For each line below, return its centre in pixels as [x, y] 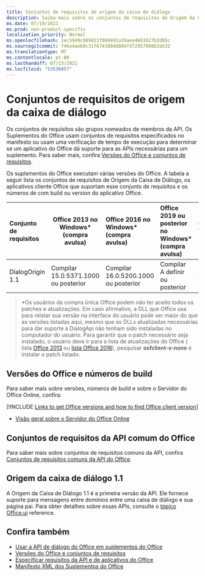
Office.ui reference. [31, 512]
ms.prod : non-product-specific [46, 29]
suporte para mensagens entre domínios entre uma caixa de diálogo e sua [100, 499]
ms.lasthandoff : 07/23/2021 [42, 63]
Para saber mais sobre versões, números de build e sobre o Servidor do [97, 389]
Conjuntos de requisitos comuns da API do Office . [69, 459]
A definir [172, 272]
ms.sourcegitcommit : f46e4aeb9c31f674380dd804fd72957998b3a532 [88, 47]
